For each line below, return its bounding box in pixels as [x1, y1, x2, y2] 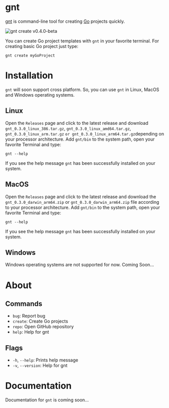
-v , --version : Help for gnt [12, 362, 68, 369]
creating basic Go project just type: [5, 43, 79, 49]
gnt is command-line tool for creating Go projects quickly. [5, 18, 125, 24]
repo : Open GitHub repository [12, 324, 74, 330]
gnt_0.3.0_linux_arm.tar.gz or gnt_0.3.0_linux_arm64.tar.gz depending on [5, 130, 164, 137]
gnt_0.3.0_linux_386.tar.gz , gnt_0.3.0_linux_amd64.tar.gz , [5, 125, 131, 131]
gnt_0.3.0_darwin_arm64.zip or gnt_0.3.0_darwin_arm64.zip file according [5, 199, 159, 205]
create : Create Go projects [12, 318, 68, 325]
